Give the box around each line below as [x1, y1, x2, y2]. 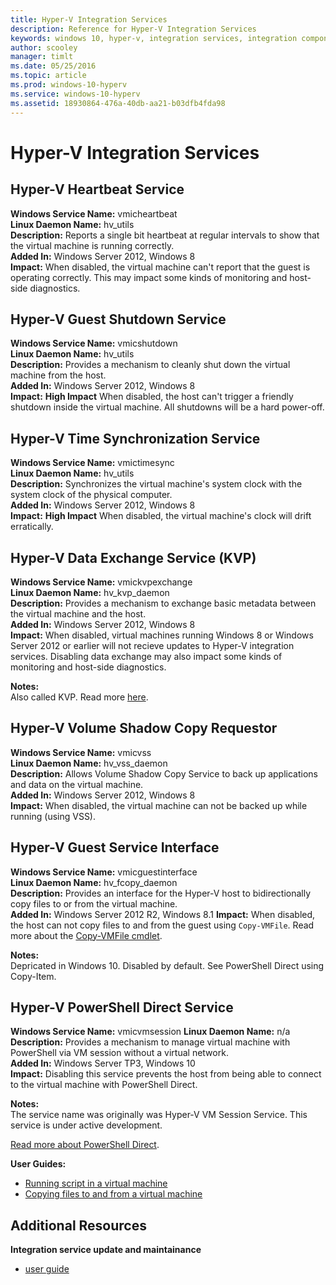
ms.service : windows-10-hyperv [10, 89, 141, 99]
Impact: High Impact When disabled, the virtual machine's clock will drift [10, 510, 312, 522]
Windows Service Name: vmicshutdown [10, 337, 178, 350]
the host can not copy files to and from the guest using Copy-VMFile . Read [10, 919, 315, 931]
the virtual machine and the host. [10, 607, 147, 620]
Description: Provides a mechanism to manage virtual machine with [10, 1036, 291, 1048]
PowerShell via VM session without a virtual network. [10, 1047, 229, 1059]
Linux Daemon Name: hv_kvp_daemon [10, 586, 170, 598]
